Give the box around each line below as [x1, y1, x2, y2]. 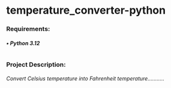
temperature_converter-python [6, 4, 166, 17]
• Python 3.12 [6, 39, 40, 46]
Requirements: [6, 25, 50, 33]
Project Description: [6, 60, 66, 68]
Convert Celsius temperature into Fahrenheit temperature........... [6, 75, 165, 82]
